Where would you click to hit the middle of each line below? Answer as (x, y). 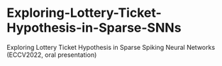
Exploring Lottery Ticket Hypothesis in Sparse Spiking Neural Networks (111, 47)
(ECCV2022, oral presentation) (52, 55)
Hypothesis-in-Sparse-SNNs (94, 28)
